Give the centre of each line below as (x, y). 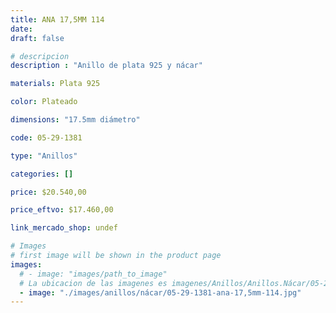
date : (21, 29)
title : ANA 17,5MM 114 (57, 19)
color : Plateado (44, 102)
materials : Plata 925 (55, 84)
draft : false (37, 38)
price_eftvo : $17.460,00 (62, 210)
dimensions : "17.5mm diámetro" (75, 120)
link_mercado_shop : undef (64, 228)
